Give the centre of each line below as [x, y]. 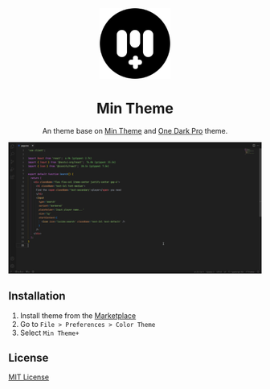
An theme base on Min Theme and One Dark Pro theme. [135, 130]
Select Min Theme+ [49, 333]
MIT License [29, 377]
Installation [37, 296]
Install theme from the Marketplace [78, 315]
